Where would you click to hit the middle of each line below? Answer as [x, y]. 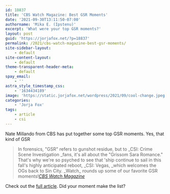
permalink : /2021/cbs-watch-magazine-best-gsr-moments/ [66, 43]
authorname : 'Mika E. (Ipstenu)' [41, 24]
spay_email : [18, 77]
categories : [18, 100]
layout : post [19, 34]
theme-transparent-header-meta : [39, 67]
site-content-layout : [28, 57]
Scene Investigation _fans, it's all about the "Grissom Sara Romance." [90, 154]
